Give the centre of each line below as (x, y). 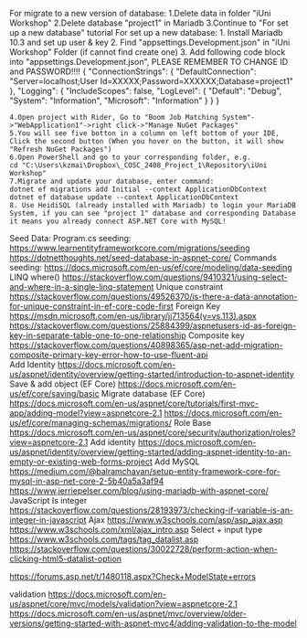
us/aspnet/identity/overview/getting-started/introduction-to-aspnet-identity (152, 374)
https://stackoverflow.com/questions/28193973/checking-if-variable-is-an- (152, 510)
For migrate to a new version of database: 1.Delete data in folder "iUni (140, 13)
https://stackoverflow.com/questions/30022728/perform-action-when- (144, 549)
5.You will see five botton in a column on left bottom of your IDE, (145, 133)
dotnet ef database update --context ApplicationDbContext (124, 197)
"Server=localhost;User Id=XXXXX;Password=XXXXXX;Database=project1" (152, 81)
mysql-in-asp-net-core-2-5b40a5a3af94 (87, 481)
